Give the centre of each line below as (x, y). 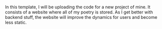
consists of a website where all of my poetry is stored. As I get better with (79, 12)
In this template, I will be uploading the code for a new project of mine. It (78, 7)
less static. (16, 22)
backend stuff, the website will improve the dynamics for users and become (81, 17)
